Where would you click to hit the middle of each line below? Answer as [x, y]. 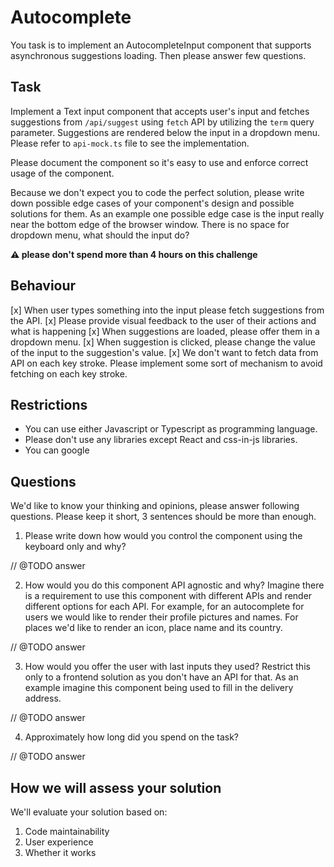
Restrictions [49, 404]
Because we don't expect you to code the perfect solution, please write [157, 192]
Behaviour [43, 286]
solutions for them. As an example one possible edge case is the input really [167, 213]
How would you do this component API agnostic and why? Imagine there [174, 585]
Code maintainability [67, 831]
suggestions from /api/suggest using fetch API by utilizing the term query [162, 122]
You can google [57, 450]
